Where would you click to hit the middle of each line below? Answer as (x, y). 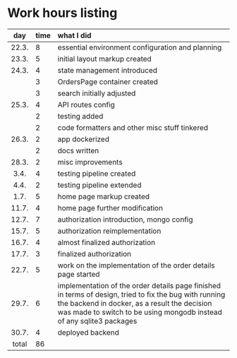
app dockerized (83, 139)
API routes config (86, 105)
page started (79, 274)
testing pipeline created (97, 173)
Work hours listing (62, 13)
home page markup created (104, 196)
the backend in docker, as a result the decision (135, 303)
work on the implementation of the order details (136, 265)
